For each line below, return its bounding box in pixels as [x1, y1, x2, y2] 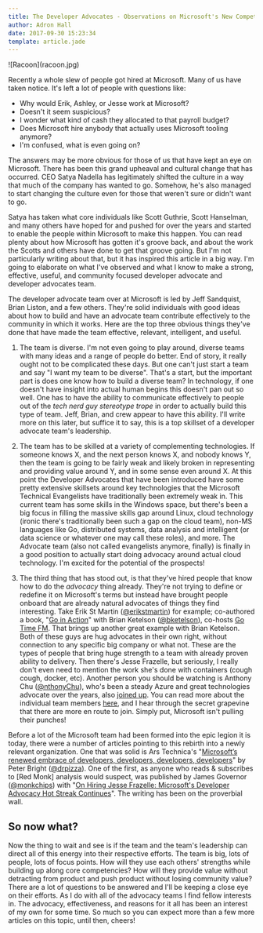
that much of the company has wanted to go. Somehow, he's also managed [8, 180, 252, 190]
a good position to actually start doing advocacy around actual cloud [19, 550, 241, 559]
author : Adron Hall [8, 20, 72, 29]
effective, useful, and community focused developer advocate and [8, 271, 223, 280]
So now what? [8, 820, 78, 833]
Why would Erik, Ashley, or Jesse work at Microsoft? [19, 99, 189, 108]
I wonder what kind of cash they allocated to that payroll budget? [19, 115, 229, 125]
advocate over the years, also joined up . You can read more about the [19, 691, 245, 700]
